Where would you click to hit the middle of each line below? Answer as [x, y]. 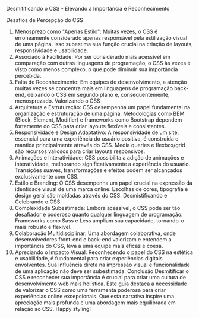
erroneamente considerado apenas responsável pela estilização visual [101, 38]
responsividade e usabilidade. [51, 50]
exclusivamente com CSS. [47, 177]
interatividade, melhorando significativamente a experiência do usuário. [102, 164]
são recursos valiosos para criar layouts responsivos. [80, 151]
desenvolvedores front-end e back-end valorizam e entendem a [93, 239]
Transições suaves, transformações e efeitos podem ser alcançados [98, 170]
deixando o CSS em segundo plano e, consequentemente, [98, 95]
